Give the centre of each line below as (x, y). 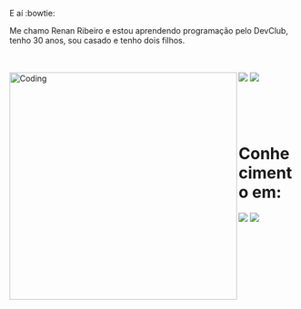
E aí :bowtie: (32, 13)
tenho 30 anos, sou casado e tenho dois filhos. (97, 40)
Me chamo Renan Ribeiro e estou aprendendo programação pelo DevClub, (149, 30)
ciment (266, 173)
